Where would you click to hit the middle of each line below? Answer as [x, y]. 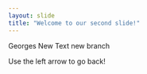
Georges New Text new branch [59, 45]
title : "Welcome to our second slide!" [74, 23]
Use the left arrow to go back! [57, 61]
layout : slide [32, 16]
